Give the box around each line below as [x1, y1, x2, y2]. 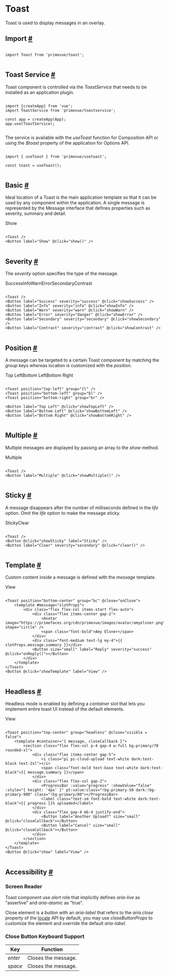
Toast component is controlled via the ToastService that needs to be [5, 84, 147, 90]
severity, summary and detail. [5, 210, 66, 216]
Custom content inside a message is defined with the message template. [5, 574, 156, 581]
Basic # [5, 181, 29, 190]
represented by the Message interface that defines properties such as [5, 205, 150, 211]
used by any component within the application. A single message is [5, 200, 145, 206]
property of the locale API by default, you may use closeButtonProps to [5, 915, 153, 921]
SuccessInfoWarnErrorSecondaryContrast [5, 280, 93, 286]
